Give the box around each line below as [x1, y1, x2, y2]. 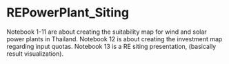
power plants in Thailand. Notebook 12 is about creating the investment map [6, 34, 223, 43]
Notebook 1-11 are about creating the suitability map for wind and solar [6, 28, 208, 36]
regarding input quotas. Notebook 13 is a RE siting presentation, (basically [6, 42, 217, 50]
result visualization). [6, 50, 63, 58]
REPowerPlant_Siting [6, 5, 129, 21]
